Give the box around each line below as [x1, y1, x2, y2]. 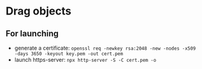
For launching [5, 28, 59, 39]
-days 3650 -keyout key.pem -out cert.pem [14, 51, 123, 57]
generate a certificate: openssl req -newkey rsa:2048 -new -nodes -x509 [14, 44, 196, 51]
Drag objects [5, 4, 72, 18]
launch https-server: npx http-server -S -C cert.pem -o [14, 56, 157, 63]
